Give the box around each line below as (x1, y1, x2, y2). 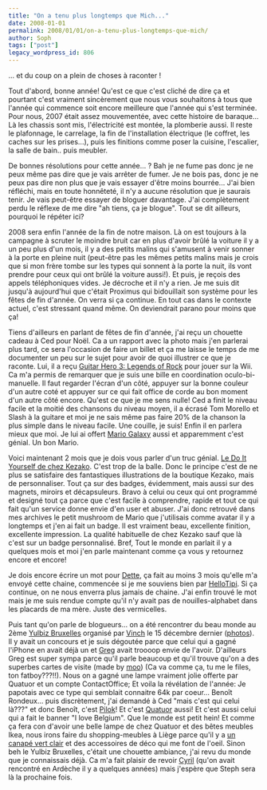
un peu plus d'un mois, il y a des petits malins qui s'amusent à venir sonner (8, 244, 255, 254)
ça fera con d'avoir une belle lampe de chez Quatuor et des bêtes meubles (8, 721, 253, 731)
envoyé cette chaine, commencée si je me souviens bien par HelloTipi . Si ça (8, 579, 257, 588)
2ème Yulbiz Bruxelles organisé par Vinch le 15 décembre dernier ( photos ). (8, 628, 255, 638)
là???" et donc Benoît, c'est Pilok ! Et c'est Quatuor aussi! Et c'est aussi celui (8, 705, 257, 714)
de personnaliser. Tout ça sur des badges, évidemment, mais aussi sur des (8, 479, 254, 488)
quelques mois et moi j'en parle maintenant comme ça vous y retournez (8, 547, 244, 555)
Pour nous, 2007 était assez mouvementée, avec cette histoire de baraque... (8, 112, 259, 120)
